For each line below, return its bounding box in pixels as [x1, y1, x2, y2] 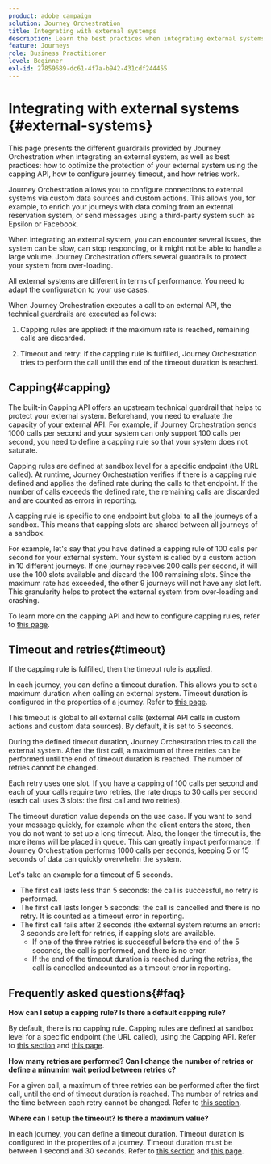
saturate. [8, 445, 38, 455]
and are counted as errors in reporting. [8, 495, 137, 505]
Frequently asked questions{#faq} [8, 986, 186, 1000]
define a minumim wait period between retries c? [8, 1065, 176, 1075]
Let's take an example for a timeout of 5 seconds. [8, 870, 173, 879]
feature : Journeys [8, 42, 70, 50]
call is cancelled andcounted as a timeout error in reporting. [31, 963, 231, 972]
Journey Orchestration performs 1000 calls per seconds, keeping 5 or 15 [8, 846, 250, 855]
